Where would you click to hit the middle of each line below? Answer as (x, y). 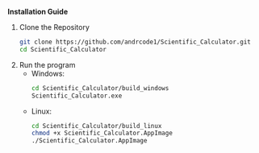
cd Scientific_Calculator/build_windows (100, 88)
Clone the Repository (54, 27)
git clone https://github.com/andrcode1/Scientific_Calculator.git (135, 42)
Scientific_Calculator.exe (77, 96)
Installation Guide (38, 12)
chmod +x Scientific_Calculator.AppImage (102, 133)
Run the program (47, 64)
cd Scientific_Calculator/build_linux (96, 126)
